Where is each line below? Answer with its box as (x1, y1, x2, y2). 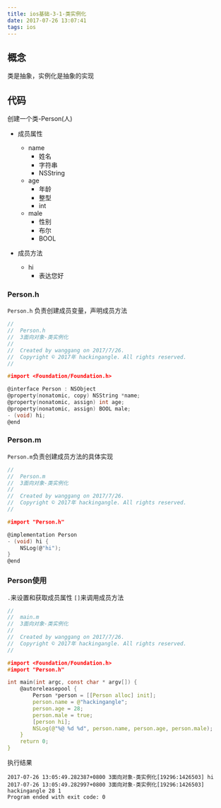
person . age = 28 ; (32, 705, 83, 712)
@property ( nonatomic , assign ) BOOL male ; (7, 405, 131, 412)
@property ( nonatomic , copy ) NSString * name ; (7, 392, 141, 400)
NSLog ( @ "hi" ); (20, 544, 61, 552)
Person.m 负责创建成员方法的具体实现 (7, 452, 114, 461)
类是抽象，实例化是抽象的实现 (7, 71, 94, 80)
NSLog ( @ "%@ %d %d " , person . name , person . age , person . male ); (32, 725, 213, 732)
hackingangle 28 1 (7, 787, 61, 795)
